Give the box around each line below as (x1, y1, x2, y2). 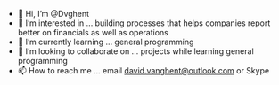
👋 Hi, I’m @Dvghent (17, 9, 90, 19)
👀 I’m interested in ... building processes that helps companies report (17, 18, 271, 28)
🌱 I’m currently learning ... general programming (17, 36, 194, 47)
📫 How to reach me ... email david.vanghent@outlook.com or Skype (17, 66, 270, 75)
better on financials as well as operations (17, 27, 169, 37)
